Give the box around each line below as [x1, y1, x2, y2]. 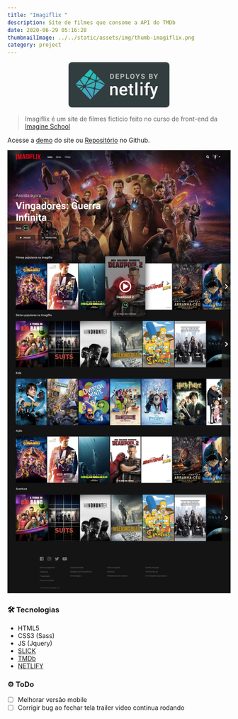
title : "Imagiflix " [7, 11, 69, 18]
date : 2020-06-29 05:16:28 [7, 26, 87, 33]
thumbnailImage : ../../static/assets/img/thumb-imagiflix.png [7, 34, 195, 41]
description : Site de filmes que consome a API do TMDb [7, 18, 176, 26]
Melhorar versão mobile [17, 695, 87, 703]
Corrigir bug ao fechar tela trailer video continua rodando [17, 703, 185, 712]
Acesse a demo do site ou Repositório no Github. [7, 136, 150, 145]
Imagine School [24, 122, 71, 131]
